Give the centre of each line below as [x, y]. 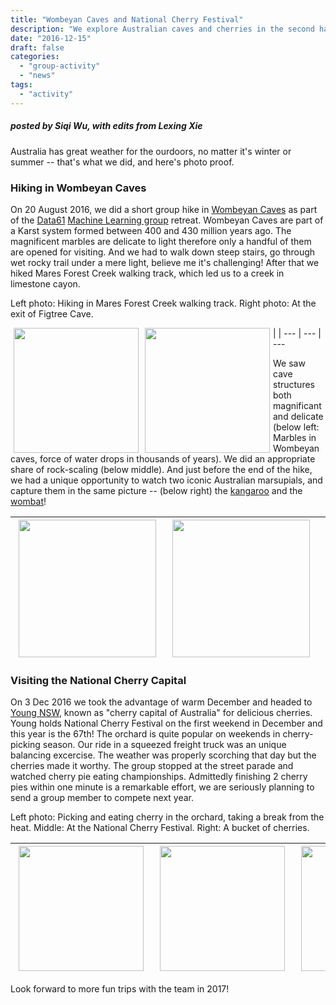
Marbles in [295, 437]
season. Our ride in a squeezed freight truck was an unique [164, 745]
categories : [35, 57]
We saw [289, 363]
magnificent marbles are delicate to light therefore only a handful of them [161, 241]
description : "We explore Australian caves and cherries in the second [162, 29]
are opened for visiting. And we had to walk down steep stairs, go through [163, 252]
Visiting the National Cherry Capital [98, 680]
